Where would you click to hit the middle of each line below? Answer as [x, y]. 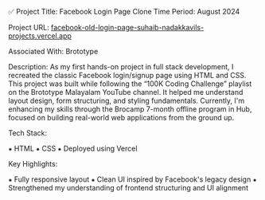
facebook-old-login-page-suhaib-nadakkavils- [127, 27]
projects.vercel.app [40, 36]
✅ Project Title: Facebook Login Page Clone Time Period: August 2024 [124, 12]
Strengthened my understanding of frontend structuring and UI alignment [129, 188]
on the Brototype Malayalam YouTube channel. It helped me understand [126, 92]
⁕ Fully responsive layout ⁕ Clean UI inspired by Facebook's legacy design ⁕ [132, 179]
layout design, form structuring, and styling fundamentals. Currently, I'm [127, 100]
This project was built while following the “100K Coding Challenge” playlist [130, 84]
